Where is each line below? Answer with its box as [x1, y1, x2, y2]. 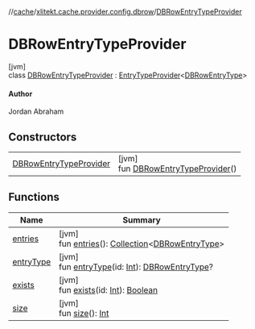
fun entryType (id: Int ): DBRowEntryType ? [59, 261, 213, 273]
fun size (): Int [59, 307, 109, 319]
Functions [8, 190, 60, 204]
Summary [122, 214, 161, 225]
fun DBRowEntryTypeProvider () [117, 163, 237, 174]
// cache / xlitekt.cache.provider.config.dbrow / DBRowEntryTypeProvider [8, 7, 243, 16]
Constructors [8, 130, 77, 144]
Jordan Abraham [8, 106, 64, 116]
